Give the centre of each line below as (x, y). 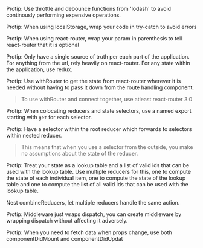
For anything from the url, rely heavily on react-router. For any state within (98, 63)
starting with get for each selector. (49, 117)
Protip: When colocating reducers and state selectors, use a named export (99, 111)
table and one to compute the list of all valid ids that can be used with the (97, 184)
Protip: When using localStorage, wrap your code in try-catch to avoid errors (101, 27)
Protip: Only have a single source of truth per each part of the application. (98, 56)
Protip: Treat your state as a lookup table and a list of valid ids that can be (98, 165)
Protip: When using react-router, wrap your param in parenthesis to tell (94, 38)
